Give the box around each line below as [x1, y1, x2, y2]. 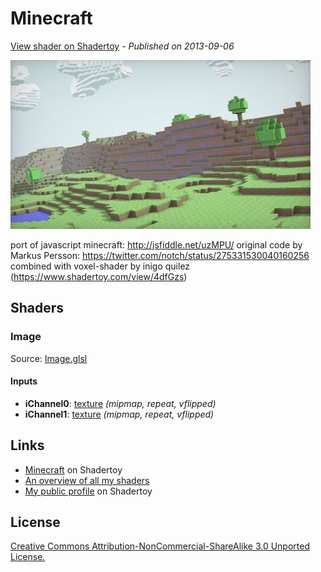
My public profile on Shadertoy [24, 485, 153, 497]
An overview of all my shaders [24, 474, 150, 486]
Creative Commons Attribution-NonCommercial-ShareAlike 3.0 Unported [10, 540, 311, 552]
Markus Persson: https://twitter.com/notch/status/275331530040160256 [10, 249, 310, 261]
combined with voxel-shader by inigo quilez [10, 260, 191, 272]
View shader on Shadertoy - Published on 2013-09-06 [10, 40, 235, 52]
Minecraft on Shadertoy [24, 463, 123, 476]
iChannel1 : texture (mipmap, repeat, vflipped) [24, 408, 215, 420]
